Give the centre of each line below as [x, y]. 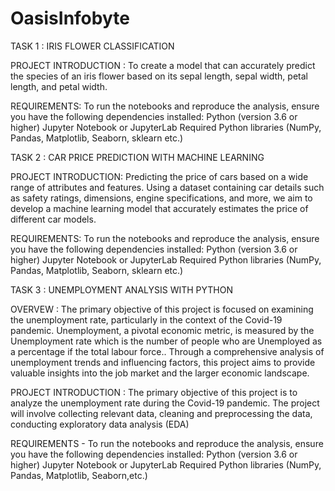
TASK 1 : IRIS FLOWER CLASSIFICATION [92, 46]
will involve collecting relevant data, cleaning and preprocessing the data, [161, 413]
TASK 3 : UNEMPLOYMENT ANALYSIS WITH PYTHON [122, 289]
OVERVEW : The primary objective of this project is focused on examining [162, 309]
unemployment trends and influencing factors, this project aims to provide [163, 362]
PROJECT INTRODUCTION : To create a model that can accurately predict [163, 65]
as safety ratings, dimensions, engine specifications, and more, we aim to [161, 198]
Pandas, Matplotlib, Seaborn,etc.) [79, 475]
